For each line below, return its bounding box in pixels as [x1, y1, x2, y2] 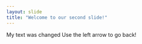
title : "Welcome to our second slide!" [6, 14, 108, 20]
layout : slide [6, 8, 43, 15]
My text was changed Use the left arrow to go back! [6, 31, 137, 38]
